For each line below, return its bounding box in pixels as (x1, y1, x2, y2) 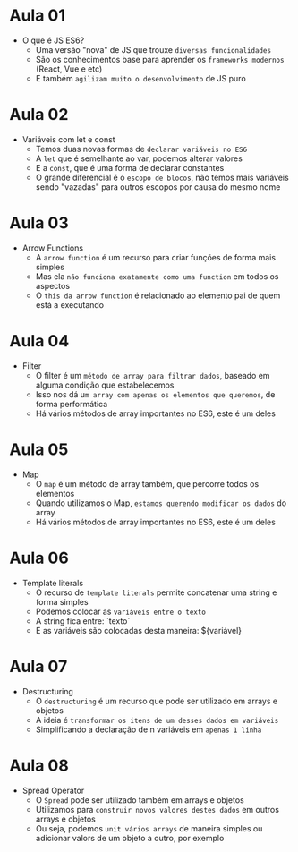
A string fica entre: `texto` (35, 615, 131, 626)
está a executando (35, 299, 105, 310)
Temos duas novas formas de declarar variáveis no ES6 (35, 143, 248, 154)
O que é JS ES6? (21, 35, 85, 46)
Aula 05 (9, 439, 69, 459)
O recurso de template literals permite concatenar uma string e (35, 587, 277, 598)
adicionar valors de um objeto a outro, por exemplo (35, 832, 225, 843)
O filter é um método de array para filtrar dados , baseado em (35, 370, 270, 380)
